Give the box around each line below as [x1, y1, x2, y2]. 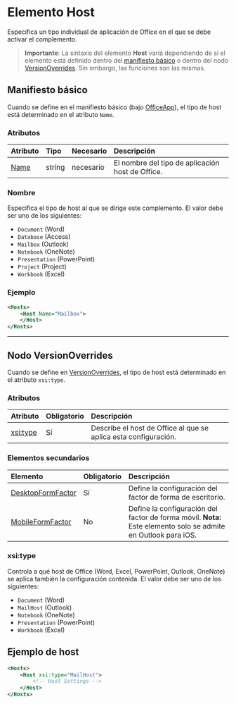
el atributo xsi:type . [7, 375, 65, 384]
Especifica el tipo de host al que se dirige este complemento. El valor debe [7, 204, 223, 212]
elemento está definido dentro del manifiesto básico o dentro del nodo [24, 56, 229, 64]
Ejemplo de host [7, 646, 79, 658]
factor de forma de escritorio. [128, 492, 225, 502]
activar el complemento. [7, 35, 77, 43]
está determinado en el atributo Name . [7, 110, 114, 118]
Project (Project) [17, 262, 67, 271]
